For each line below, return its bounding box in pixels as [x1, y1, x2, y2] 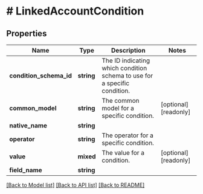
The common [101, 97, 140, 105]
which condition [101, 64, 147, 72]
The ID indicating [101, 56, 150, 65]
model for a [101, 104, 135, 112]
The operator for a [101, 131, 154, 140]
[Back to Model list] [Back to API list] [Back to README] [6, 181, 145, 189]
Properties [6, 28, 47, 39]
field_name [9, 166, 42, 174]
